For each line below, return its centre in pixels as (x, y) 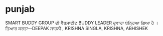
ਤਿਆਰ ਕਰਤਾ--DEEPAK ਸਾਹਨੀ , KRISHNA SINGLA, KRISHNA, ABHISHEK (76, 28)
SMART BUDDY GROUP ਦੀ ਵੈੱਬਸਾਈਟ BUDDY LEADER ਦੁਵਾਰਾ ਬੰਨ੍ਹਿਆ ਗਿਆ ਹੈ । (82, 23)
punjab (20, 9)
